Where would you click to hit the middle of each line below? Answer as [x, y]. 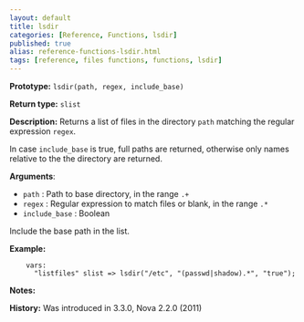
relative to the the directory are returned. [86, 159]
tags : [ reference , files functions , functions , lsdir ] [116, 60]
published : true [40, 43]
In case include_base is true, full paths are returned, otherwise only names [149, 149]
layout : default [40, 18]
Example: [28, 249]
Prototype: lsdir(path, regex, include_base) [97, 86]
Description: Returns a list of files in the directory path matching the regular [152, 121]
